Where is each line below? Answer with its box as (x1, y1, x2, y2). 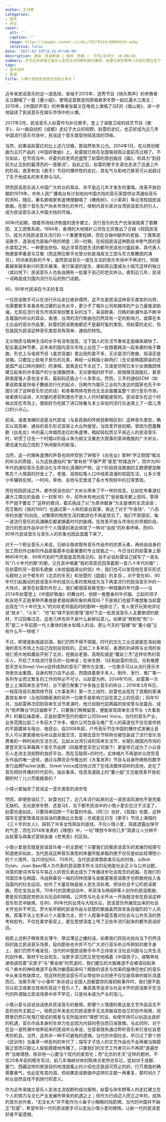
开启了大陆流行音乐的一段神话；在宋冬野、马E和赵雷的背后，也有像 (18, 657, 155, 663)
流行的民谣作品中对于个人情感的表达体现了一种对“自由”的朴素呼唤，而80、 (5, 524, 157, 531)
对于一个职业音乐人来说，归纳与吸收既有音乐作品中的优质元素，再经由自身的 (5, 541, 161, 547)
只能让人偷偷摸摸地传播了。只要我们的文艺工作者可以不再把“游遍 (22, 1045, 155, 1051)
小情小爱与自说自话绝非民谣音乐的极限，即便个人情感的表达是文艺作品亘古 (5, 1001, 157, 1007)
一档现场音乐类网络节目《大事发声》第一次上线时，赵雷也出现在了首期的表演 (5, 688, 161, 694)
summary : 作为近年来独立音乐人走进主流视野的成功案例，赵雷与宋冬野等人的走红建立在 (5, 58, 158, 63)
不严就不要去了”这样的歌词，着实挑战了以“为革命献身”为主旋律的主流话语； (5, 499, 158, 506)
